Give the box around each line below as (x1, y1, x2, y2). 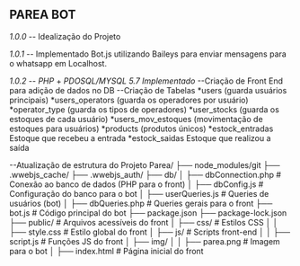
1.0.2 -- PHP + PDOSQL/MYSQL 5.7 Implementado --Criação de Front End (9, 75, 284, 86)
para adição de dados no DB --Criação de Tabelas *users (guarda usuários (9, 84, 287, 95)
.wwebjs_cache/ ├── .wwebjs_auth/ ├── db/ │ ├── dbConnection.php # (9, 169, 281, 180)
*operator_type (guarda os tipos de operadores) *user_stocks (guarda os (9, 103, 280, 115)
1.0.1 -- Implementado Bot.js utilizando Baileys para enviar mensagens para (9, 49, 287, 59)
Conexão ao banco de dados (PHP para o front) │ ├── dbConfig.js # (9, 179, 264, 190)
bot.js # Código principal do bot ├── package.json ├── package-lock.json (9, 207, 287, 218)
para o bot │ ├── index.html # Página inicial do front (9, 245, 204, 256)
